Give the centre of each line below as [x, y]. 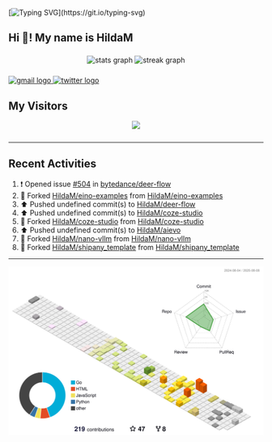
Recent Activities [53, 164]
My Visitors [38, 106]
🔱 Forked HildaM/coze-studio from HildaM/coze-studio [112, 221]
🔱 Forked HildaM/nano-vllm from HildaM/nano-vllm [106, 238]
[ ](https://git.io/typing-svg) [77, 13]
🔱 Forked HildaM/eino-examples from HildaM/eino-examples [121, 195]
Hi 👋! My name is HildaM [71, 38]
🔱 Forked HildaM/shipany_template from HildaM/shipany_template [130, 247]
